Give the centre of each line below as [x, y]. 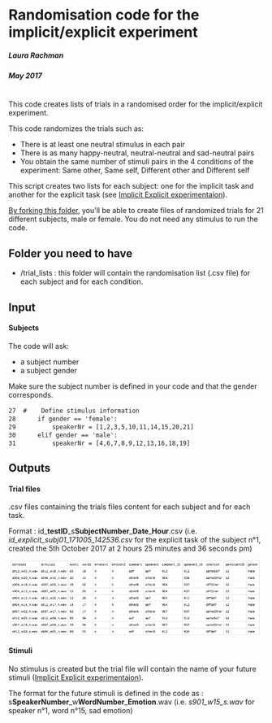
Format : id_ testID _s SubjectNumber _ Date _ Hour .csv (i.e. [103, 531]
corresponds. [31, 394]
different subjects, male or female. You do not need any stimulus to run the [133, 219]
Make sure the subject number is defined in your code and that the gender [133, 386]
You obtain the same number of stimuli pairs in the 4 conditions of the [137, 162]
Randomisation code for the [104, 15]
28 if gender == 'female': [63, 419]
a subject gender [48, 370]
